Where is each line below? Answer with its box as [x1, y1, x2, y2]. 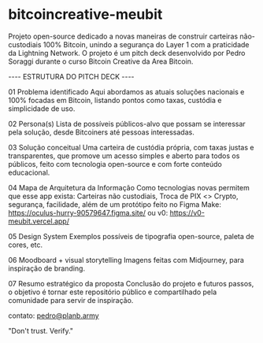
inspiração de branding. [8, 264, 85, 273]
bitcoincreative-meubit [8, 6, 163, 24]
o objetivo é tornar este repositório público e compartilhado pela [8, 287, 217, 297]
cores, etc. [8, 240, 43, 249]
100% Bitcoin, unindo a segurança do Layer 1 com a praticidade [43, 39, 250, 49]
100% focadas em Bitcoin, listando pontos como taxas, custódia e [8, 95, 222, 105]
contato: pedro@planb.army [8, 311, 100, 320]
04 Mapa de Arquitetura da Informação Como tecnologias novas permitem [8, 183, 250, 192]
